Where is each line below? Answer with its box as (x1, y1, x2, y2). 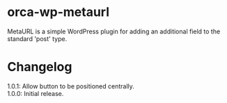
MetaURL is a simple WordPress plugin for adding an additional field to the (7, 27, 221, 35)
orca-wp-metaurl (7, 4, 110, 20)
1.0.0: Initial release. (7, 89, 64, 97)
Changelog (7, 59, 72, 75)
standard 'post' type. (7, 34, 68, 42)
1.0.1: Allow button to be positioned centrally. (7, 81, 134, 90)
